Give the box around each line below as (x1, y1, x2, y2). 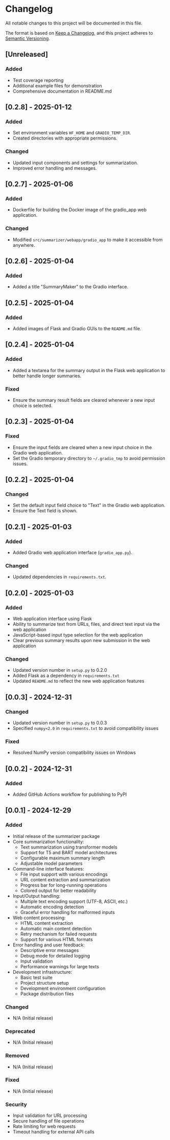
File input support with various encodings (20, 871, 108, 877)
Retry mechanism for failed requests (20, 931, 97, 937)
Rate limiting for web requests (12, 1123, 76, 1130)
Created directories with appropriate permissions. (12, 135, 117, 141)
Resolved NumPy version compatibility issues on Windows (12, 749, 136, 756)
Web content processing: (12, 915, 66, 921)
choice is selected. (12, 402, 53, 408)
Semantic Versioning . (5, 35, 50, 41)
